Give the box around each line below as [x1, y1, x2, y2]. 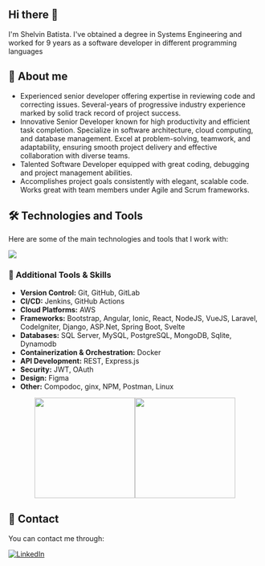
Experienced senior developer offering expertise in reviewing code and [19, 91, 255, 100]
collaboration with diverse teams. [19, 150, 130, 161]
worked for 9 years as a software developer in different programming [8, 38, 237, 47]
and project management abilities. [19, 168, 132, 177]
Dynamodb [19, 339, 57, 348]
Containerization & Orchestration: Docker [19, 347, 161, 357]
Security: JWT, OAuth [19, 364, 94, 374]
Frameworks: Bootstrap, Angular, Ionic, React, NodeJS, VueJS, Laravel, [19, 313, 259, 323]
